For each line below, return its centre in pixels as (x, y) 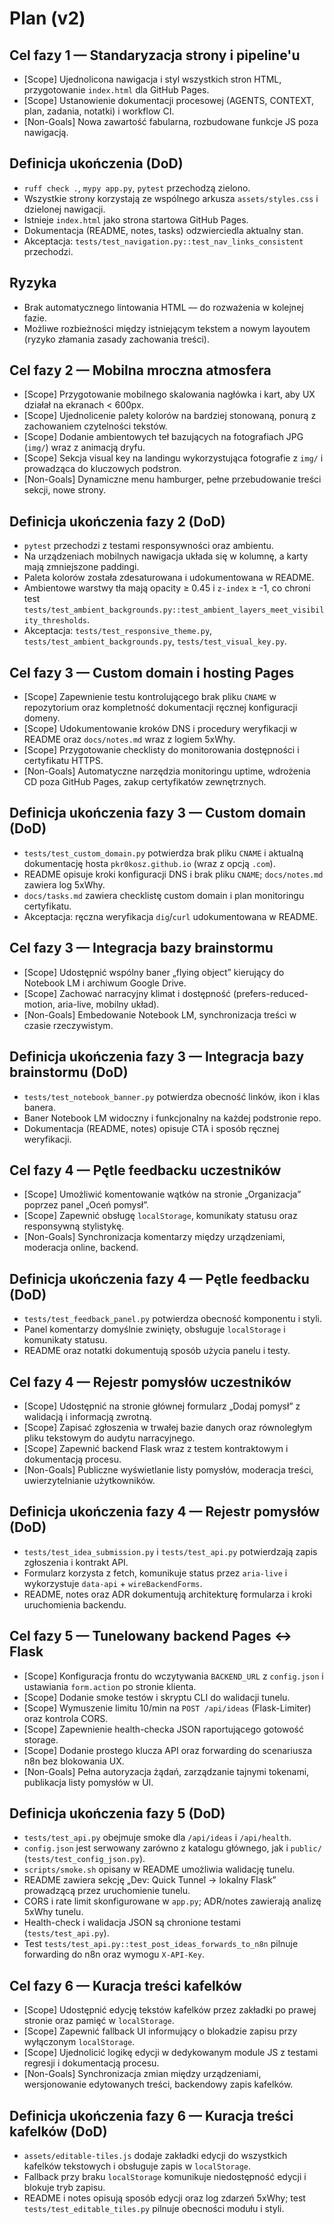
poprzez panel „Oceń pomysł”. (86, 1205)
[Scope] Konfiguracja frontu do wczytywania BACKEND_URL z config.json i (173, 1676)
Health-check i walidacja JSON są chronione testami (132, 1923)
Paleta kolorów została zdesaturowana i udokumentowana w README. (169, 578)
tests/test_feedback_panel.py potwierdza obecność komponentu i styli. (173, 1319)
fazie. (35, 318)
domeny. (42, 718)
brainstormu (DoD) (69, 1072)
